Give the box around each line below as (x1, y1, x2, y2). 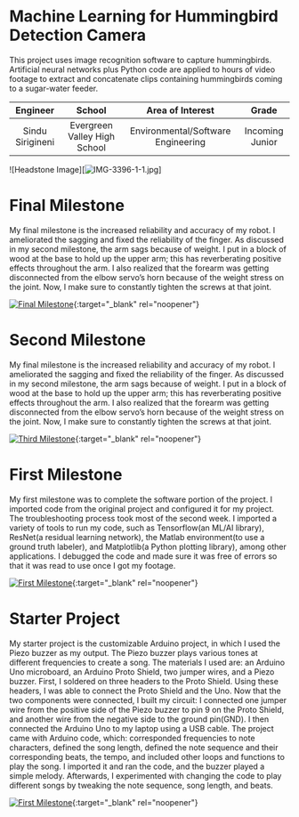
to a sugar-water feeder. (9, 83, 99, 93)
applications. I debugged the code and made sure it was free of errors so (9, 550, 278, 562)
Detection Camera (9, 25, 147, 45)
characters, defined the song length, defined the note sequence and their (9, 741, 279, 753)
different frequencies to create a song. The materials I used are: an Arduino (9, 657, 286, 667)
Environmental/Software (129, 125, 231, 137)
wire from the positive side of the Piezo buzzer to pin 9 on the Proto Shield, (9, 704, 285, 715)
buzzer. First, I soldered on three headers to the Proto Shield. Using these (9, 675, 279, 686)
